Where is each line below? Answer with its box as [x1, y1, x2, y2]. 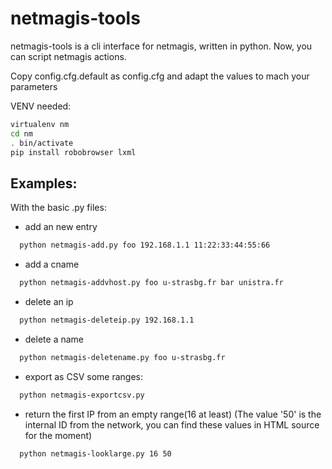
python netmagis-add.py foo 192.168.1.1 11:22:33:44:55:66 [19, 240, 271, 251]
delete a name [24, 333, 84, 345]
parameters [10, 80, 58, 92]
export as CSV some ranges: [24, 370, 143, 382]
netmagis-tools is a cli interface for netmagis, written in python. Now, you [10, 40, 313, 52]
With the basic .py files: [10, 202, 107, 214]
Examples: [10, 175, 78, 192]
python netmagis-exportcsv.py [19, 390, 145, 400]
